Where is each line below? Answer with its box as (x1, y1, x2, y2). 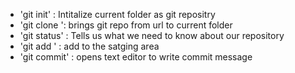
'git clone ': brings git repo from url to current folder (19, 19, 233, 31)
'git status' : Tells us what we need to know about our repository (19, 30, 285, 41)
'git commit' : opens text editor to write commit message (19, 51, 253, 63)
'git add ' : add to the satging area (19, 40, 160, 52)
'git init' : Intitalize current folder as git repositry (19, 9, 216, 20)
